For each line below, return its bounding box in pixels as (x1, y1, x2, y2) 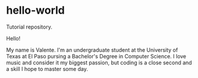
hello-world (6, 4, 65, 17)
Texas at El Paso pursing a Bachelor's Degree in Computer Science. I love (6, 52, 187, 60)
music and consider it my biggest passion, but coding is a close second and (6, 59, 192, 66)
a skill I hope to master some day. (6, 65, 88, 72)
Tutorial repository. (6, 23, 52, 30)
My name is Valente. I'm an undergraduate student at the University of (6, 46, 178, 54)
